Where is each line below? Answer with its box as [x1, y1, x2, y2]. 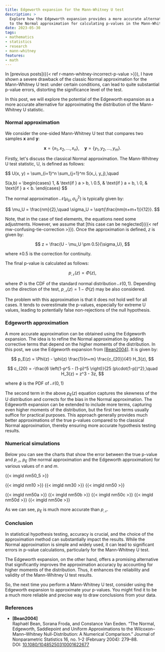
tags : [5, 30, 16, 35]
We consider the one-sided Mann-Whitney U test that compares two [5, 130, 143, 136]
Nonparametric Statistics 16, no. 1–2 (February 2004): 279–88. [12, 636, 138, 642]
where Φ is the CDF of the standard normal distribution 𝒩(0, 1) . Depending [5, 280, 156, 286]
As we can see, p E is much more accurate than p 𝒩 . [5, 506, 109, 514]
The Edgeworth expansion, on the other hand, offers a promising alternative [5, 556, 159, 562]
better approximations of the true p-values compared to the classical [5, 417, 144, 424]
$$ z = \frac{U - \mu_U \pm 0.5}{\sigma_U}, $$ [35, 241, 130, 247]
